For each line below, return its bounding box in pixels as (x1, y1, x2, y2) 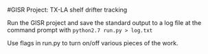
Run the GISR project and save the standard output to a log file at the (7, 19, 202, 26)
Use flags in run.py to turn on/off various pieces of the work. (7, 39, 178, 47)
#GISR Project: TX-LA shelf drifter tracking (7, 6, 128, 13)
